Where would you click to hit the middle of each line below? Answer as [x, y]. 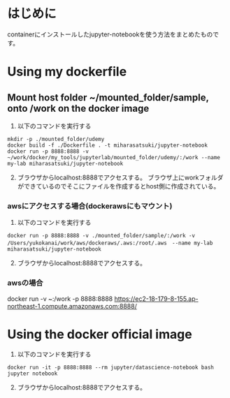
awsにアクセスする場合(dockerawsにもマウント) [90, 206]
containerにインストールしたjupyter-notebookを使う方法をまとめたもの [110, 34]
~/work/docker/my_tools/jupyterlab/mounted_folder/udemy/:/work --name [114, 157]
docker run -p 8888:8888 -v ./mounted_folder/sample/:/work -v [101, 236]
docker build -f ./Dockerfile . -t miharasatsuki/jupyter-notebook [108, 145]
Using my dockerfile [67, 72]
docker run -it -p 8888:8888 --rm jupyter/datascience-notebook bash [111, 368]
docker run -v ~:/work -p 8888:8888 [60, 298]
